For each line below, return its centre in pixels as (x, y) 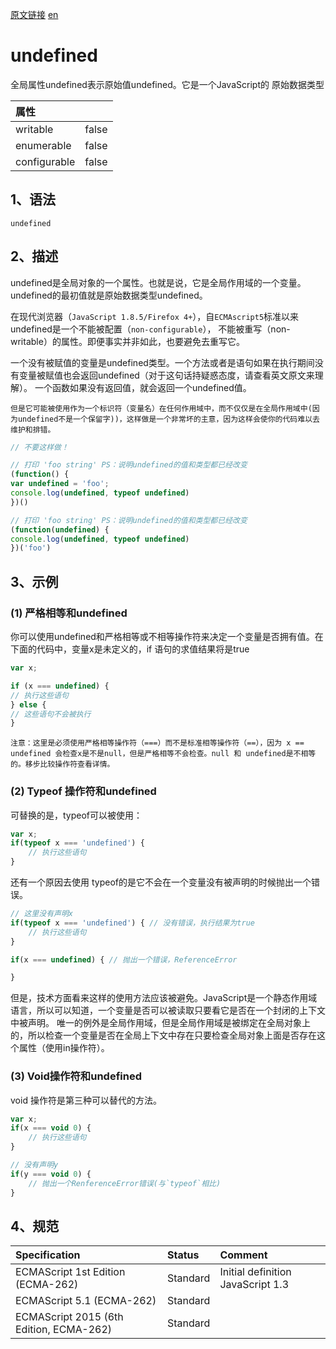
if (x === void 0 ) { (51, 1128)
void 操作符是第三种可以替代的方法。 (86, 1100)
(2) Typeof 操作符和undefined (83, 791)
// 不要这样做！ (39, 447)
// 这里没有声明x (41, 914)
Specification (48, 1255)
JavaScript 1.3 (254, 1285)
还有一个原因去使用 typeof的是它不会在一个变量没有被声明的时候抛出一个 (161, 882)
